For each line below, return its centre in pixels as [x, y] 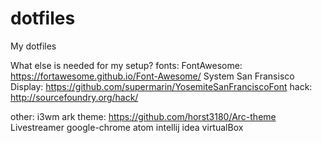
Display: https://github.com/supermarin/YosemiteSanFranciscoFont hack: [161, 86]
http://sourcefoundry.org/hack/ [74, 97]
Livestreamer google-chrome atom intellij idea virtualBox [127, 127]
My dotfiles [33, 46]
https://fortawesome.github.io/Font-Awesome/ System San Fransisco [152, 76]
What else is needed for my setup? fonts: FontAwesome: [126, 65]
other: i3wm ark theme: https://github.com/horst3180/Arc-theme [143, 116]
